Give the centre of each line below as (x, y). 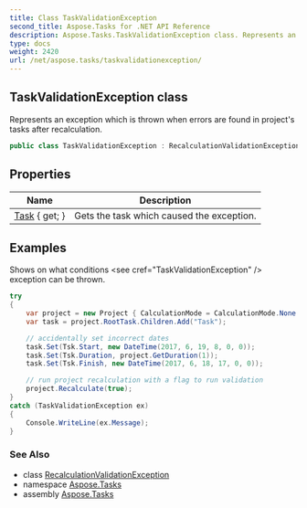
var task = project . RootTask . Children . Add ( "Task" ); (126, 322)
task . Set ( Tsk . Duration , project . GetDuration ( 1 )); (122, 355)
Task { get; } (40, 216)
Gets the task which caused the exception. (165, 216)
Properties (40, 175)
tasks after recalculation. (56, 129)
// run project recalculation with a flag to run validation (144, 380)
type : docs (30, 43)
